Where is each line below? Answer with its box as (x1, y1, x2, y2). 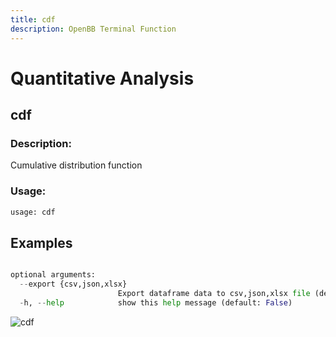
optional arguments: (10, 270, 97, 280)
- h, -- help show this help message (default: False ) (19, 297, 293, 308)
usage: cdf (10, 207, 56, 217)
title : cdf (10, 14, 56, 25)
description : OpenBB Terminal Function (10, 24, 177, 34)
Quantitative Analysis (10, 67, 195, 90)
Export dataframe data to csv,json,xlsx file (117, 289, 311, 299)
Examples (10, 234, 73, 251)
